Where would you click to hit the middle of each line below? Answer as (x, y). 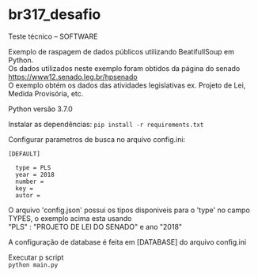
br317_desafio (55, 15)
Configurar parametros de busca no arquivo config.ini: (97, 139)
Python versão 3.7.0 (40, 109)
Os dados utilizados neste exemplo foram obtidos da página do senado (124, 68)
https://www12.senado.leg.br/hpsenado (73, 77)
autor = (28, 195)
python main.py (33, 265)
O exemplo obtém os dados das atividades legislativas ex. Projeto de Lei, (127, 85)
